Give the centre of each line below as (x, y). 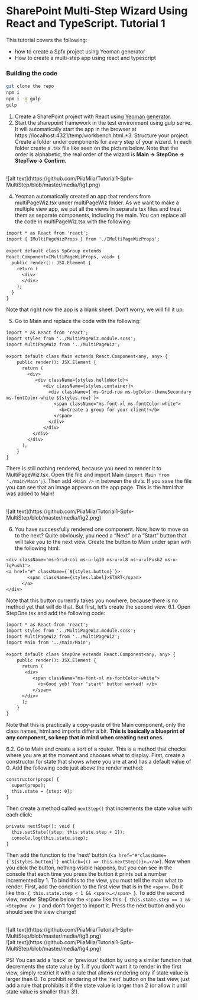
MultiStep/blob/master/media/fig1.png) (53, 185)
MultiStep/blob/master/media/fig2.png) (54, 517)
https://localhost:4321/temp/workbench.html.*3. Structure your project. (102, 135)
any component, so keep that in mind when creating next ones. (85, 737)
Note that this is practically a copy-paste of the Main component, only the (96, 724)
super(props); (29, 785)
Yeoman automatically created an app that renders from (83, 196)
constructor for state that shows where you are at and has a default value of (99, 761)
